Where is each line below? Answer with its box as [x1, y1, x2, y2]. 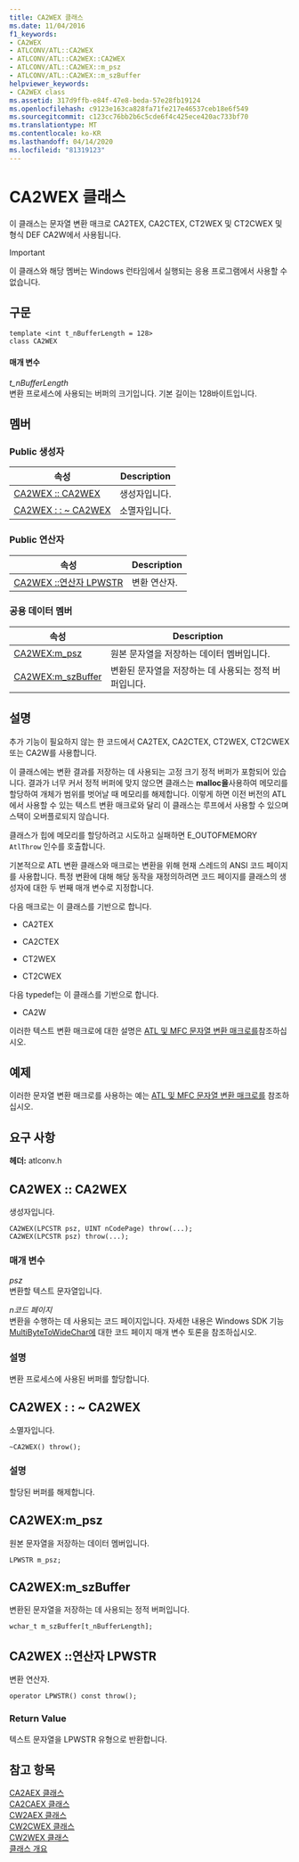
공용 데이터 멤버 [9, 605, 73, 618]
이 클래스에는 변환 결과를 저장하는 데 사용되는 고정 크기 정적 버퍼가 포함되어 [9, 766, 271, 776]
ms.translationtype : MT [9, 121, 98, 130]
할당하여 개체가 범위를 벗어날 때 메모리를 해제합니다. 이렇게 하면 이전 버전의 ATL [9, 788, 287, 799]
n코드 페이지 [9, 1305, 53, 1316]
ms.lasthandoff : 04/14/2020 [9, 137, 114, 146]
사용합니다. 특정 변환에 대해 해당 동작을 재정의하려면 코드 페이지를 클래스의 [18, 871, 278, 882]
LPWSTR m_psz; [9, 1555, 62, 1564]
